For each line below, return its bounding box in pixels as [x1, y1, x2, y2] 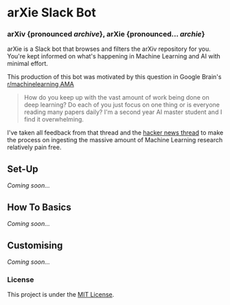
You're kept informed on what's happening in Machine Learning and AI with [7, 52, 221, 60]
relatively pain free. [7, 143, 62, 152]
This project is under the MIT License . [7, 291, 115, 299]
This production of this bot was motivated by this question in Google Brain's [7, 73, 222, 81]
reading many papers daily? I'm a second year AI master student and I [23, 108, 222, 116]
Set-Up [7, 163, 39, 174]
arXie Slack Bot [7, 5, 96, 21]
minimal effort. [7, 60, 48, 68]
